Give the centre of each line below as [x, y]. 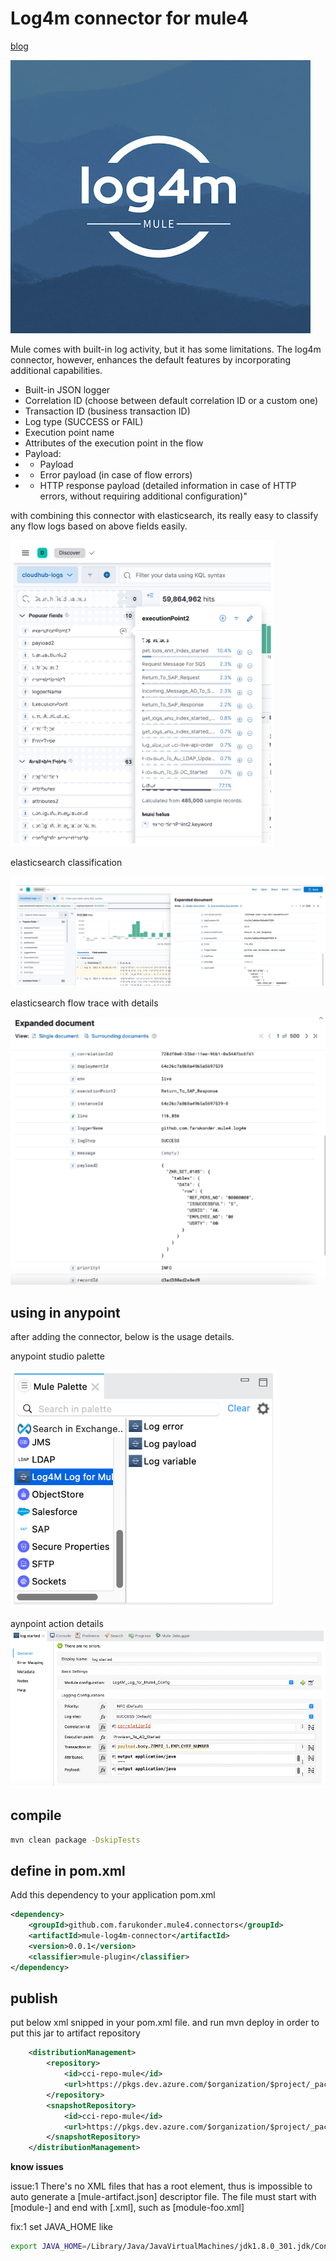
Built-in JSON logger [67, 389]
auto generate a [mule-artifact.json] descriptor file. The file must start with [163, 2197]
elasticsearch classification [66, 862]
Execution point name [69, 432]
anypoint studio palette [57, 1356]
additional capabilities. [56, 370]
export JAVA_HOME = [48, 2247]
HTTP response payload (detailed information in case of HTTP [168, 485]
